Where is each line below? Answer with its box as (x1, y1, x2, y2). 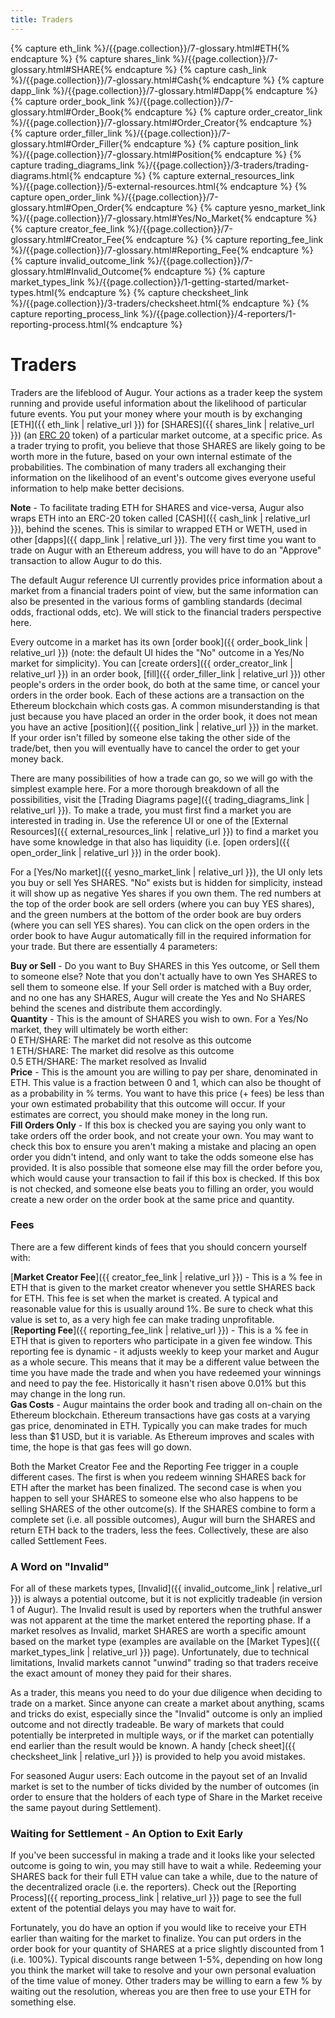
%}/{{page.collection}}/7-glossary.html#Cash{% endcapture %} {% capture (10, 74, 325, 86)
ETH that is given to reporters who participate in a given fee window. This (10, 1334, 313, 1346)
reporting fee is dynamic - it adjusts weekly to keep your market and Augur (10, 1345, 320, 1357)
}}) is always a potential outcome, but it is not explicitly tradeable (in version (10, 1593, 323, 1605)
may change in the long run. (10, 1387, 126, 1400)
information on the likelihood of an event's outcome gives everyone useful (10, 471, 316, 483)
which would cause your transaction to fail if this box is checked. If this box (10, 1172, 320, 1184)
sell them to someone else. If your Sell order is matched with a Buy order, (10, 981, 312, 993)
